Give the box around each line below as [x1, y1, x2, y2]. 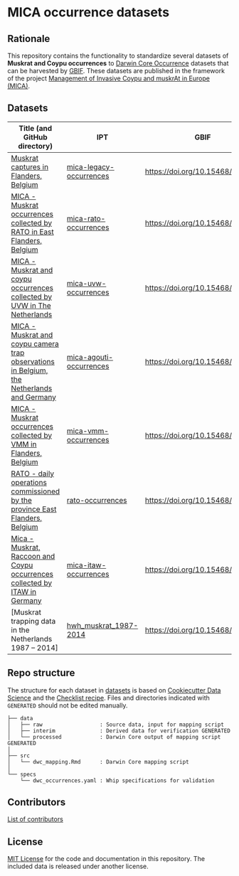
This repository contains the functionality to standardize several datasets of [7, 51, 229, 60]
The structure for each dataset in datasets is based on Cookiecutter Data [7, 685, 221, 694]
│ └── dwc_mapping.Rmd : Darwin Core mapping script [7, 758, 190, 765]
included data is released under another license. [7, 862, 149, 871]
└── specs [7, 771, 37, 778]
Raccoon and [11, 551, 55, 561]
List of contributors [7, 815, 64, 823]
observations [11, 356, 55, 366]
